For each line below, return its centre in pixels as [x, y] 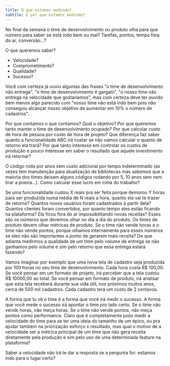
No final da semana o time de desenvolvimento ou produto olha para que [82, 29]
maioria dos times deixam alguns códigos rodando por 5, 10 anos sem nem [84, 177]
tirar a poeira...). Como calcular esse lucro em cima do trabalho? [73, 182]
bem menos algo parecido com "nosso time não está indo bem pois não [81, 102]
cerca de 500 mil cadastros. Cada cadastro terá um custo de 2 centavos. [82, 289]
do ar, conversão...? [26, 40]
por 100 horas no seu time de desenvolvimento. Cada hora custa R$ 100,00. [85, 267]
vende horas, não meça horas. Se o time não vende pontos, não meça [79, 310]
